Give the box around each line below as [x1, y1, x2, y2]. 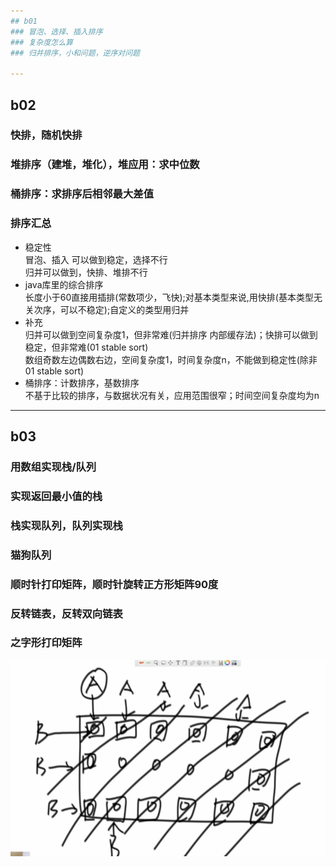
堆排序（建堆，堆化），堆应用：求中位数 [10, 158, 200, 172]
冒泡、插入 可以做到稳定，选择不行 [24, 253, 168, 265]
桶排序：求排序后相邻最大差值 [10, 187, 155, 201]
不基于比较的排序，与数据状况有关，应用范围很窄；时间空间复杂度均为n [24, 389, 320, 401]
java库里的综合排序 [24, 278, 104, 290]
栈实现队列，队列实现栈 [10, 518, 123, 532]
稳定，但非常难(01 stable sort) [24, 341, 149, 353]
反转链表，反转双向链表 [10, 606, 123, 620]
